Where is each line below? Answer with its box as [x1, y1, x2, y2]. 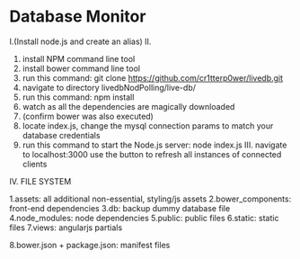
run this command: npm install [22, 92, 135, 103]
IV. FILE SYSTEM [9, 175, 72, 186]
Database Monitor [9, 6, 146, 27]
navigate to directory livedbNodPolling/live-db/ [22, 82, 196, 93]
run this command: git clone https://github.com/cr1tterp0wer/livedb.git [22, 72, 284, 83]
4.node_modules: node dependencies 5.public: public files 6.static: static [9, 212, 279, 223]
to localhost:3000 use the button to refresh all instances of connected [22, 148, 282, 159]
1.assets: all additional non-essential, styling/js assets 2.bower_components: [9, 193, 292, 204]
